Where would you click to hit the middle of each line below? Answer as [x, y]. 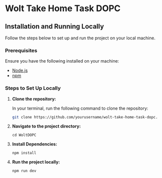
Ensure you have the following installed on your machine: [62, 61]
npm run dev [24, 171]
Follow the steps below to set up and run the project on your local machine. [80, 38]
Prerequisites [21, 50]
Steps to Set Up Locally [33, 88]
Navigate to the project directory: [46, 126]
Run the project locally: [36, 162]
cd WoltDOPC [24, 135]
